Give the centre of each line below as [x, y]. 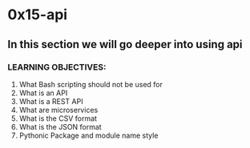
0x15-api [38, 15]
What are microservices [58, 110]
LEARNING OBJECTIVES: [57, 67]
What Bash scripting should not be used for [91, 84]
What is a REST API [51, 101]
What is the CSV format [58, 118]
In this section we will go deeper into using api [125, 44]
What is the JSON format [60, 126]
